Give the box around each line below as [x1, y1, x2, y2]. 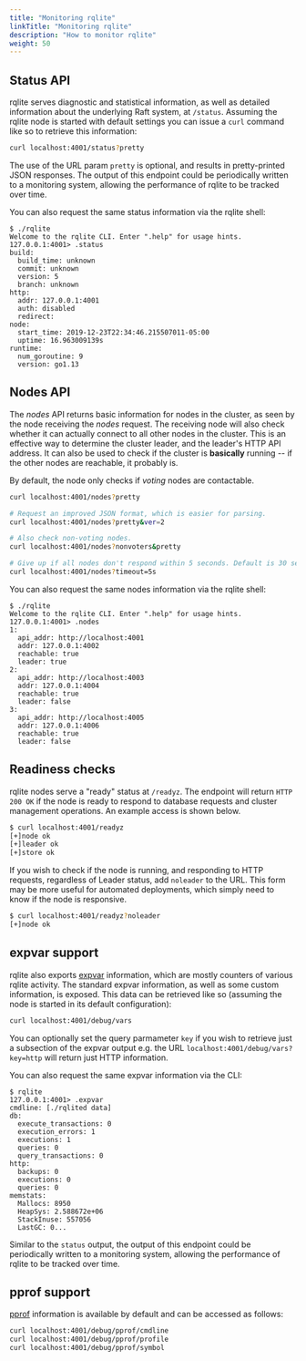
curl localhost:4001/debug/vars [9, 1016, 132, 1026]
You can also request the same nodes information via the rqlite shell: [9, 583, 267, 594]
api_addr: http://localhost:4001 [17, 633, 145, 643]
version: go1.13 [17, 359, 79, 369]
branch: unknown [17, 280, 79, 289]
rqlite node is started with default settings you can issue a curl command [9, 116, 285, 128]
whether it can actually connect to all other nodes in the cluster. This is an [9, 428, 287, 438]
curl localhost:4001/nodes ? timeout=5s [9, 567, 157, 576]
